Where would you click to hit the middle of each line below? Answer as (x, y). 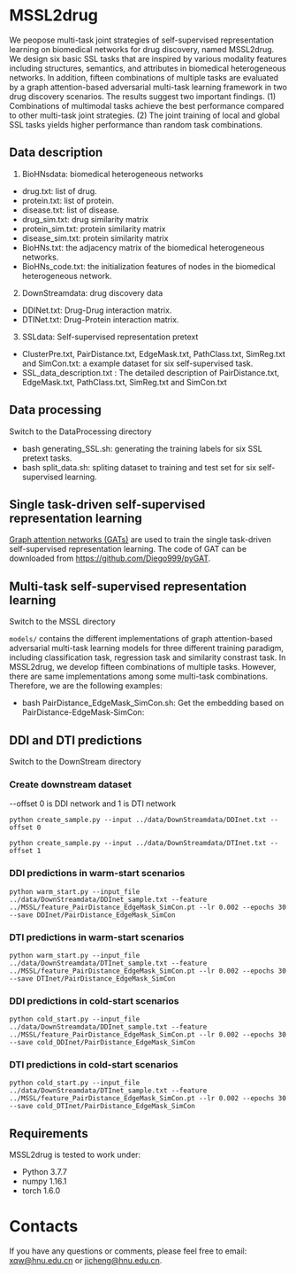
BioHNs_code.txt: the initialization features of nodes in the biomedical (148, 266)
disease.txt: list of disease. (71, 210)
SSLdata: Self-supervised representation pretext (110, 337)
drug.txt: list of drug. (59, 190)
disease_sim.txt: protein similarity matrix (95, 238)
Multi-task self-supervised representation (128, 586)
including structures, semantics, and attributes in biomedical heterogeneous (148, 68)
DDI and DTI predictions (76, 740)
